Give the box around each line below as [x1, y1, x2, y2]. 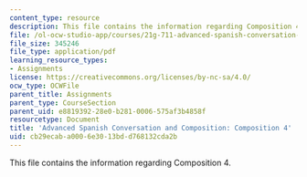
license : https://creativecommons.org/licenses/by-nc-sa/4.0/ [9, 73, 251, 82]
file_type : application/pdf [9, 47, 117, 57]
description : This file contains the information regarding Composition [9, 22, 292, 31]
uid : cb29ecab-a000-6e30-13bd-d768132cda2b [9, 132, 178, 141]
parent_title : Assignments [9, 89, 112, 99]
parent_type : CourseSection [9, 98, 117, 108]
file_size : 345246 [9, 38, 79, 48]
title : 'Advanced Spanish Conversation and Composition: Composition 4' [9, 124, 292, 133]
